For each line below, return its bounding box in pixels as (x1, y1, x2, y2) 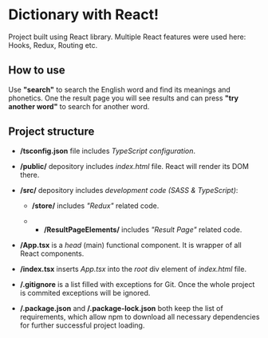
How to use (8, 64, 65, 77)
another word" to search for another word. (8, 101, 150, 111)
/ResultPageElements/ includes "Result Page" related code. (43, 225, 242, 234)
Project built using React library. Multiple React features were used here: (8, 32, 246, 41)
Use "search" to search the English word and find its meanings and (8, 84, 231, 94)
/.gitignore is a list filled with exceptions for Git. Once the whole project (19, 279, 255, 289)
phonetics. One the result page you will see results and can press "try (8, 93, 239, 103)
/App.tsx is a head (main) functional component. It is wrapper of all (19, 240, 242, 250)
